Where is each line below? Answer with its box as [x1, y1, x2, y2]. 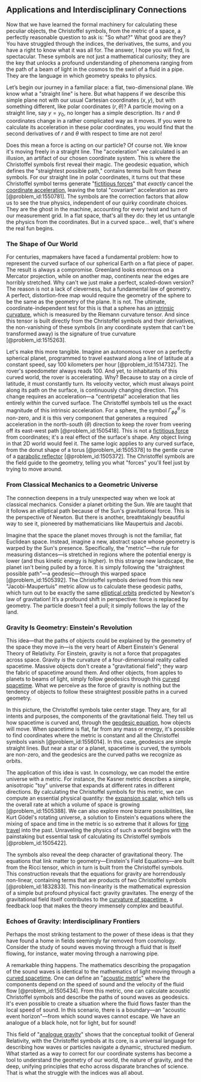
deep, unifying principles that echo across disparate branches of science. [6, 1063, 189, 1070]
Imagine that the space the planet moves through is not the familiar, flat [6, 531, 182, 539]
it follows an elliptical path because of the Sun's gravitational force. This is [6, 507, 190, 514]
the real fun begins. [6, 224, 55, 232]
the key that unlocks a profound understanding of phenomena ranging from [6, 59, 193, 66]
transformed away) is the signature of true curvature [6, 330, 136, 337]
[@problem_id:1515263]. [6, 336, 66, 344]
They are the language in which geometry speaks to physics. [6, 72, 157, 79]
